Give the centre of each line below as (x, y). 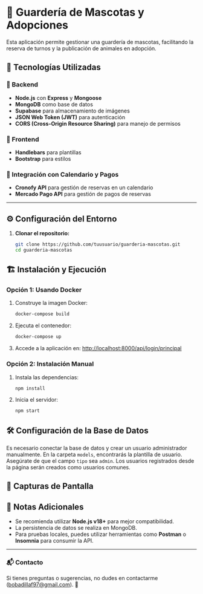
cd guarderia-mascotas (43, 250)
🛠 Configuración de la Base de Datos (78, 430)
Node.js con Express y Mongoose (58, 98)
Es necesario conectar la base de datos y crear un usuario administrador (97, 448)
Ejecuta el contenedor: (43, 325)
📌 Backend (22, 85)
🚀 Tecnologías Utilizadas (53, 67)
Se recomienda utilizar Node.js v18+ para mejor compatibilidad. (94, 521)
